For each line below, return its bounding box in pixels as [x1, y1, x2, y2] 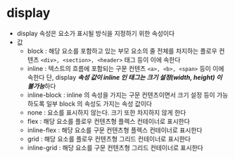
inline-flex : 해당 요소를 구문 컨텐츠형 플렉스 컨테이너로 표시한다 [27, 125, 203, 134]
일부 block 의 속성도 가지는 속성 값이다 [46, 99, 153, 108]
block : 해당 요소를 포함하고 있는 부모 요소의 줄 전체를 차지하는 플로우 [27, 46, 217, 55]
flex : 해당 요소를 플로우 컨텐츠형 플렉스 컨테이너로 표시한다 [27, 117, 191, 125]
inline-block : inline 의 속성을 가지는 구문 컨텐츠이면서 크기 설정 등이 [27, 90, 215, 99]
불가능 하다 [27, 82, 56, 90]
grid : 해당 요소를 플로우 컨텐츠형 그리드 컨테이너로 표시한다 [27, 134, 191, 143]
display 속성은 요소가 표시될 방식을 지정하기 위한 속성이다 [16, 29, 175, 37]
